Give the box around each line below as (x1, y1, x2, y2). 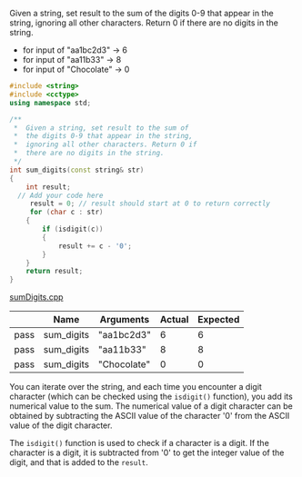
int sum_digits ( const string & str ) (9, 165, 145, 174)
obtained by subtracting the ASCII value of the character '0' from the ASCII (9, 411, 290, 422)
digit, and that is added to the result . (9, 457, 148, 468)
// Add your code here (17, 191, 104, 200)
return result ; (25, 267, 84, 276)
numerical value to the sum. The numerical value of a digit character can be (9, 401, 293, 412)
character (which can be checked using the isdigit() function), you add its (9, 391, 293, 402)
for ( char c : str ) (29, 208, 104, 217)
